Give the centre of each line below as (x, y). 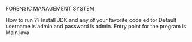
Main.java (17, 33)
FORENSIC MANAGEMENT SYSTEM (50, 9)
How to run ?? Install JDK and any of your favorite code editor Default (91, 20)
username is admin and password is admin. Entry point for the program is (96, 26)
